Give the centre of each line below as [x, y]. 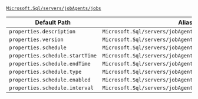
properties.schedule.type [45, 72]
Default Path [53, 22]
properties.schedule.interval [52, 88]
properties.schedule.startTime [53, 56]
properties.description [42, 31]
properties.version [36, 40]
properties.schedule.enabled [50, 80]
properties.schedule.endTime [50, 64]
